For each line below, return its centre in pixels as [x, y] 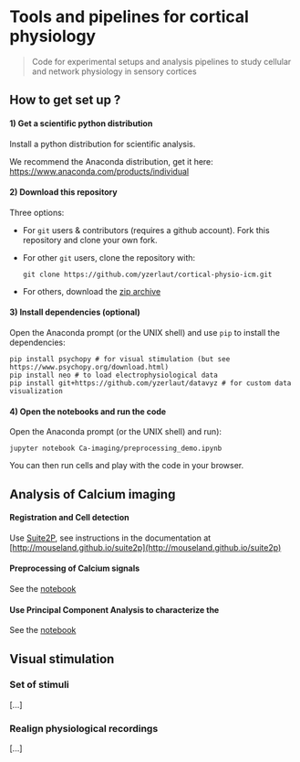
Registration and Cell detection [69, 518]
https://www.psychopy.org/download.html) [89, 367]
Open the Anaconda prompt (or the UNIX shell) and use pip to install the [145, 332]
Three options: [37, 212]
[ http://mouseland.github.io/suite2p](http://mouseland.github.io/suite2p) [145, 547]
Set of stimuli [40, 685]
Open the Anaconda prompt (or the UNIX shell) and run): [115, 432]
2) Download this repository [63, 192]
